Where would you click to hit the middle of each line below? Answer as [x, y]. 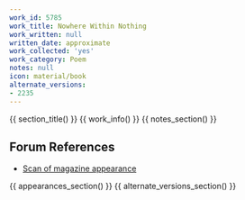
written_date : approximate [60, 43]
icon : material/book [48, 77]
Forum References [62, 146]
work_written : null [46, 34]
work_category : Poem [48, 59]
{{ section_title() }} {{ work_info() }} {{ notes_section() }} [113, 119]
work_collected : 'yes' [52, 51]
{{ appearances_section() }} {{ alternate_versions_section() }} [123, 186]
